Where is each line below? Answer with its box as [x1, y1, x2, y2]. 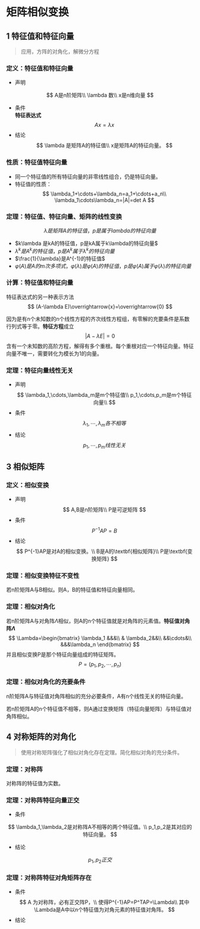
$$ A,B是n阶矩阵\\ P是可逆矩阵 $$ [62, 506, 146, 513]
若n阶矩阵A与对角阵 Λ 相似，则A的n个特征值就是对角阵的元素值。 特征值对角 [6, 617, 190, 624]
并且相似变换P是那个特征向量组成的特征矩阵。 [6, 651, 119, 658]
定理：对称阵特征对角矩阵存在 [6, 874, 92, 882]
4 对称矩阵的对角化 [6, 732, 76, 742]
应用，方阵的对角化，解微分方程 [20, 48, 99, 55]
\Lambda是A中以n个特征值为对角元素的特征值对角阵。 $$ [33, 906, 175, 914]
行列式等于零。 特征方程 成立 [6, 322, 74, 330]
